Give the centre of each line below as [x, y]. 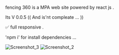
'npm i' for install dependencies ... [41, 37]
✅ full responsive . [25, 27]
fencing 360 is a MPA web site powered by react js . [60, 7]
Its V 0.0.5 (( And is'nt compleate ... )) [44, 17]
